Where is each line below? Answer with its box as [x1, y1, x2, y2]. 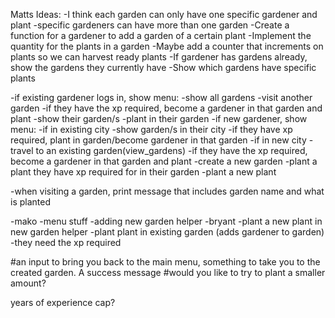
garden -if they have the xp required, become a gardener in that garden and [10, 102, 323, 114]
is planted [10, 196, 51, 208]
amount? [10, 277, 47, 289]
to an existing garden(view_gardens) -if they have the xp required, [35, 145, 308, 156]
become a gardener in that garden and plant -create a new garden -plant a [10, 155, 318, 167]
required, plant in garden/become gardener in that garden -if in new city [10, 134, 307, 146]
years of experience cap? [10, 297, 116, 308]
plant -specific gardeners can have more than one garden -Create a [10, 19, 290, 31]
